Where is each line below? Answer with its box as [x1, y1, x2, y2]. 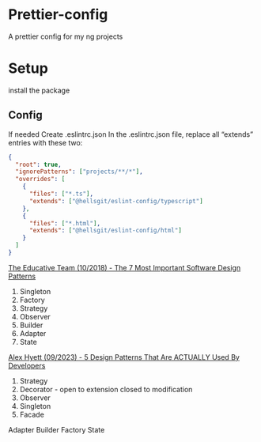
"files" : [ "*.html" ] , [28, 219, 101, 227]
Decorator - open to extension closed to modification [19, 384, 193, 394]
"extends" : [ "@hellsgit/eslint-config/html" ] [28, 227, 182, 235]
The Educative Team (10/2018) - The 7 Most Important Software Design [8, 263, 241, 272]
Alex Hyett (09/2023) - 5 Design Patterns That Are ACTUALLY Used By [8, 352, 240, 361]
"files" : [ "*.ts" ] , [28, 190, 93, 198]
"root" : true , [15, 161, 62, 168]
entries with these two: [8, 138, 83, 147]
